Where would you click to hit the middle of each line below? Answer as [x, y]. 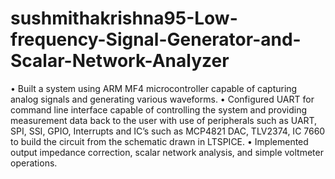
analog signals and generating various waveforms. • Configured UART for [162, 99]
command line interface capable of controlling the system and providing [159, 109]
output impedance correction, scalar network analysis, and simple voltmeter [167, 152]
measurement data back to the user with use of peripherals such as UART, [164, 120]
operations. [34, 163]
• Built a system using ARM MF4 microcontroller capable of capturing [154, 88]
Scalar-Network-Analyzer [120, 61]
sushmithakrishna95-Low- [124, 18]
